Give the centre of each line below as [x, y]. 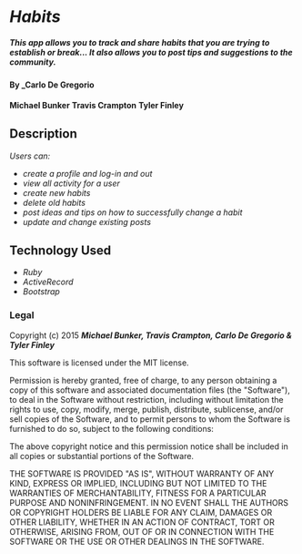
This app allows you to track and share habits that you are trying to [140, 42]
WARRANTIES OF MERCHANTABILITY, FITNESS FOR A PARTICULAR [138, 493]
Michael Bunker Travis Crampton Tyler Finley [97, 105]
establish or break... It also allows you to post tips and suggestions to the [151, 52]
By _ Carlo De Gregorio [52, 85]
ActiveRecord [48, 282]
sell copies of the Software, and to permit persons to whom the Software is [150, 419]
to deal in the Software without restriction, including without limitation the [146, 399]
